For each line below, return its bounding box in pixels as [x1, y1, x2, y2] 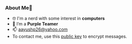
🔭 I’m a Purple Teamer [12, 21, 58, 27]
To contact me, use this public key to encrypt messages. [12, 34, 127, 40]
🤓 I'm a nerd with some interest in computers [12, 16, 105, 22]
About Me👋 [5, 4, 33, 11]
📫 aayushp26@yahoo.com [12, 26, 68, 32]
